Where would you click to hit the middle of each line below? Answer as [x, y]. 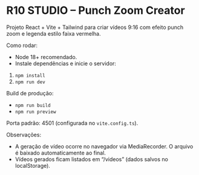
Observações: [24, 135]
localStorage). [32, 165]
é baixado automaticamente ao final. [60, 153]
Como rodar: [22, 45]
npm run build [33, 105]
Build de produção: [30, 93]
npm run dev [30, 82]
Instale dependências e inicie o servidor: [66, 63]
